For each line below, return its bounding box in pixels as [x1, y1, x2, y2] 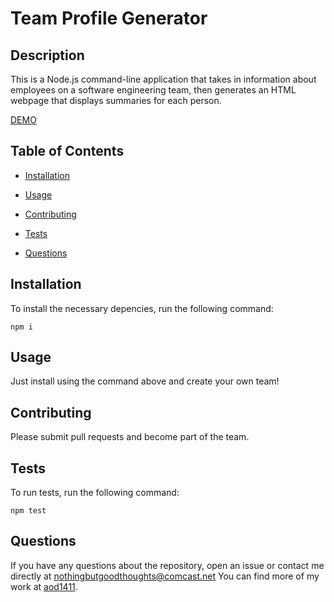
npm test [10, 506, 47, 516]
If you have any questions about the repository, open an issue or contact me [10, 559, 325, 571]
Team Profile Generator [10, 7, 208, 30]
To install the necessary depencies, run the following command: [10, 302, 274, 314]
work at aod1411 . [10, 580, 78, 592]
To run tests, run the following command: [10, 487, 180, 499]
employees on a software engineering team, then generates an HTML [10, 84, 297, 96]
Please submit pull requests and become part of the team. [10, 431, 250, 443]
